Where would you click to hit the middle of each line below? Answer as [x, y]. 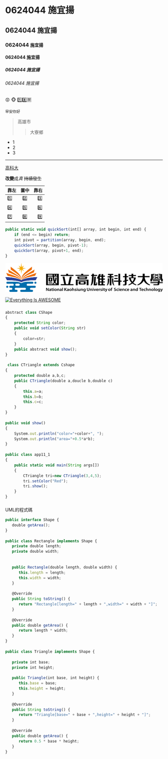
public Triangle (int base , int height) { [55, 678]
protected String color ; [40, 323]
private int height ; [33, 668]
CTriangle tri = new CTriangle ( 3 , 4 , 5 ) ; [62, 476]
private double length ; [36, 546]
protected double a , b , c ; [40, 376]
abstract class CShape [29, 312]
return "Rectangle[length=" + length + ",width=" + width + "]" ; [88, 604]
